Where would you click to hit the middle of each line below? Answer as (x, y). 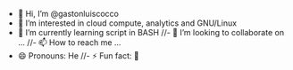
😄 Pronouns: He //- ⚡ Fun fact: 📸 (79, 56)
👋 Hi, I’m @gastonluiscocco (68, 14)
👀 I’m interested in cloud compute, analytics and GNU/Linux (127, 23)
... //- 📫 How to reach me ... (69, 43)
